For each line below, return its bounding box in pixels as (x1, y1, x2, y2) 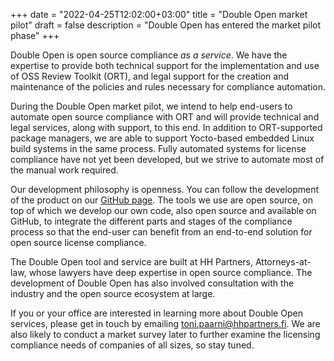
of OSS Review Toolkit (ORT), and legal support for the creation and (10, 70, 290, 82)
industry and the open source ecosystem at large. (10, 288, 216, 299)
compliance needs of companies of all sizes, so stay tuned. (10, 339, 255, 351)
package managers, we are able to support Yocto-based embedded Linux (10, 132, 315, 144)
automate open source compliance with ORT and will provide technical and (10, 111, 320, 123)
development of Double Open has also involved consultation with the (10, 277, 295, 289)
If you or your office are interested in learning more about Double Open (10, 307, 303, 319)
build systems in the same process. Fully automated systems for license (10, 143, 307, 154)
